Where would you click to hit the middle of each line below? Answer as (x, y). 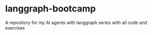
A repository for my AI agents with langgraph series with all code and (76, 22)
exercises (15, 27)
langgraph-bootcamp (51, 9)
